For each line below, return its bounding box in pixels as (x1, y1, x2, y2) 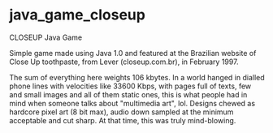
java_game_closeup (9, 6, 145, 24)
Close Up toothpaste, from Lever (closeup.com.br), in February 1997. (9, 57, 239, 66)
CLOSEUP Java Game (9, 32, 83, 42)
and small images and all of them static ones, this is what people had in (9, 89, 248, 99)
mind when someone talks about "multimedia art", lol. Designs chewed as (9, 98, 255, 108)
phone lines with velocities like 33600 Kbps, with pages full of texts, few (9, 81, 252, 91)
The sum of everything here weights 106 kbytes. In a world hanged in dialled (9, 72, 265, 82)
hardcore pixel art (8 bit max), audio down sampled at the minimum (9, 107, 234, 117)
